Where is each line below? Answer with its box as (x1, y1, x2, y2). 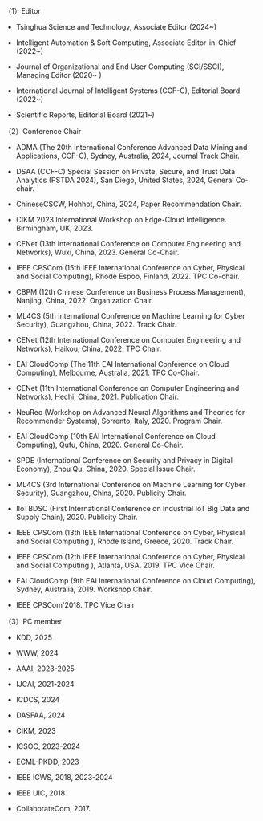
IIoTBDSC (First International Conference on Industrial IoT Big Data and (15, 504, 250, 513)
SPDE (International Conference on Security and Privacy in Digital (15, 456, 233, 465)
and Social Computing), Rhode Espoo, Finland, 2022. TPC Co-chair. (15, 271, 241, 281)
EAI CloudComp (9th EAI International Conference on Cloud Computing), (15, 576, 256, 585)
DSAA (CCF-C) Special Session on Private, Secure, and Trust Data (15, 167, 236, 176)
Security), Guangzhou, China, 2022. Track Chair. (15, 319, 177, 329)
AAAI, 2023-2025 (15, 664, 75, 673)
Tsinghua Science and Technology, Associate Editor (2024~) (15, 22, 217, 31)
